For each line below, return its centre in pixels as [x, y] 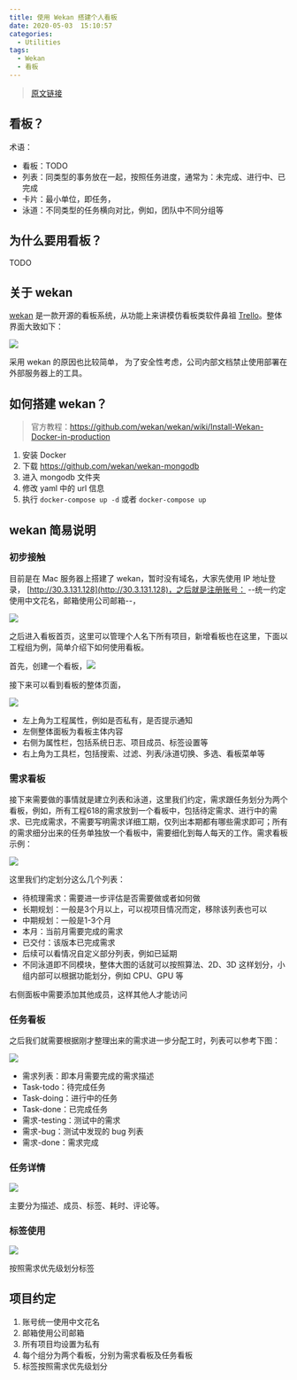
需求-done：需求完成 [60, 1142]
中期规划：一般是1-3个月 [67, 920]
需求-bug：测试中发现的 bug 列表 [83, 1132]
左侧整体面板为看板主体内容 [72, 731]
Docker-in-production [70, 437]
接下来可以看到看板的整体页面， [67, 684]
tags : [19, 51]
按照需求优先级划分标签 [52, 1268]
